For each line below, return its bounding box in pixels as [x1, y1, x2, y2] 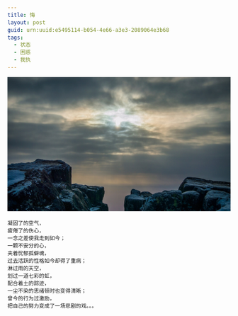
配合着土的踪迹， [7, 280, 50, 287]
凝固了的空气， [7, 220, 45, 227]
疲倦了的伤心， [7, 227, 45, 235]
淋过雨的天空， [7, 265, 45, 272]
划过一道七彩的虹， [7, 273, 55, 280]
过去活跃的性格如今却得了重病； [7, 257, 87, 265]
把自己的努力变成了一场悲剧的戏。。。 [7, 303, 98, 310]
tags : [7, 34, 23, 41]
